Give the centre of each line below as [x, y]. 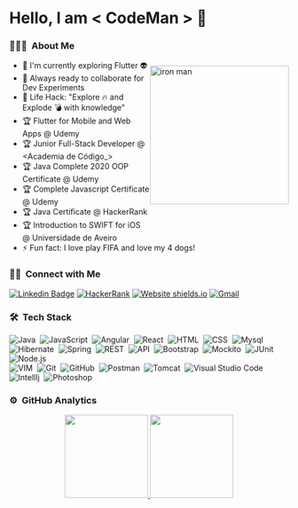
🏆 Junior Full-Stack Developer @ [83, 144]
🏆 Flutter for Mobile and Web [76, 121]
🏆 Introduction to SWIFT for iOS [81, 225]
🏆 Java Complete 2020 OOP [75, 167]
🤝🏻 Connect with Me [55, 274]
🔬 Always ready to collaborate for [83, 78]
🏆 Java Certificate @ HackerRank [85, 212]
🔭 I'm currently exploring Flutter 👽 [85, 66]
